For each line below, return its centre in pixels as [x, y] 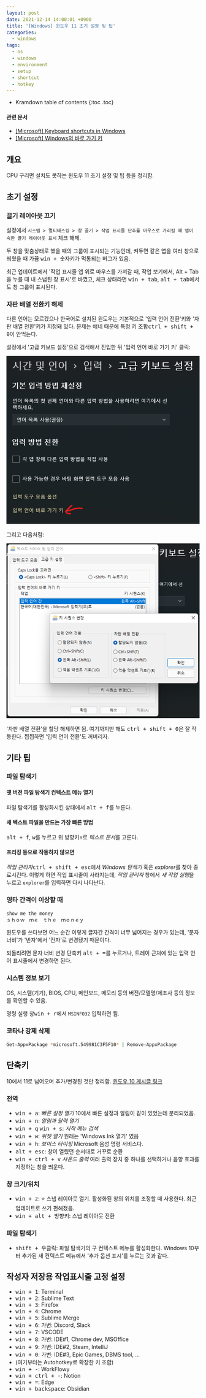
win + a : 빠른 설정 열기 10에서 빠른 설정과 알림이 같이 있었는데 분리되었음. [105, 1113]
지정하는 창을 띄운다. [40, 1167]
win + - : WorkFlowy [42, 1369]
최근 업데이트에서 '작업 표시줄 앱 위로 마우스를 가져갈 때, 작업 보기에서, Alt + [97, 271]
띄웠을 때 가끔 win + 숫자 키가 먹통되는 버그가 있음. [68, 258]
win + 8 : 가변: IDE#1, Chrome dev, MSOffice [72, 1339]
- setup [22, 71]
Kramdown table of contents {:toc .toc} [64, 102]
